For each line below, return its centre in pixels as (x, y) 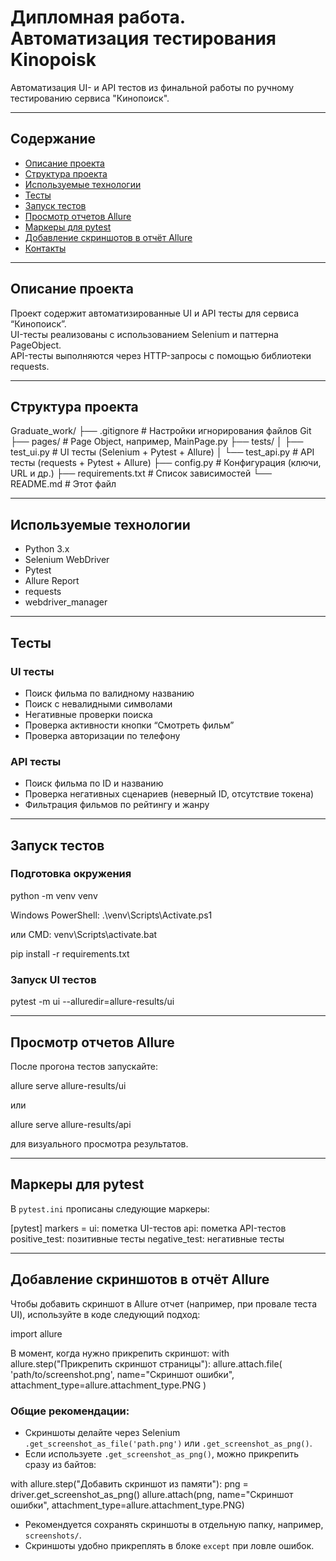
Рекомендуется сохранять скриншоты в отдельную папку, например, (174, 1524)
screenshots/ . (53, 1535)
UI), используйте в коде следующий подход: (105, 1314)
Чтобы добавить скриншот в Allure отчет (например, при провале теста (163, 1303)
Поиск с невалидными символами (98, 703)
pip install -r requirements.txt (70, 953)
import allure (36, 1333)
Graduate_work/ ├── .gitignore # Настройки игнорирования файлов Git (161, 431)
